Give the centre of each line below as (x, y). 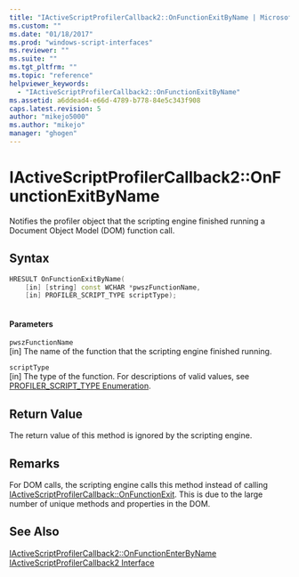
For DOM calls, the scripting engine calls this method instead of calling (139, 484)
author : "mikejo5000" (49, 117)
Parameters (31, 324)
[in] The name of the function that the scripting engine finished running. (141, 352)
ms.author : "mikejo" (48, 126)
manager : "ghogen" (43, 134)
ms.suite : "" (33, 59)
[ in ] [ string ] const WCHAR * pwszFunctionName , (113, 287)
